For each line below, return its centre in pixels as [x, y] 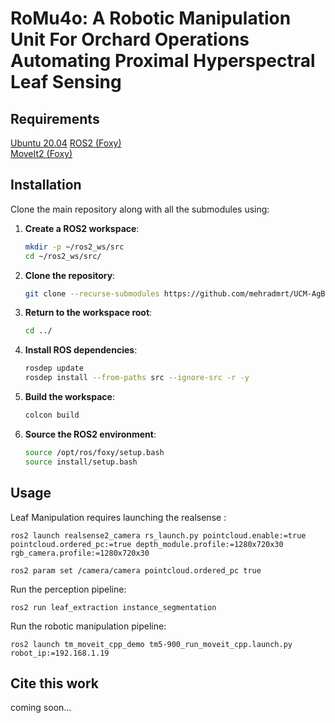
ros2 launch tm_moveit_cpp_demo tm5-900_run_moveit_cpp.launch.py [151, 644]
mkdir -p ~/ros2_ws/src [74, 247]
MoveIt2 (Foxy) [41, 153]
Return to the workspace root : [88, 313]
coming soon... [41, 708]
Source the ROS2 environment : [90, 434]
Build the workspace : [69, 397]
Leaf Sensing [66, 82]
